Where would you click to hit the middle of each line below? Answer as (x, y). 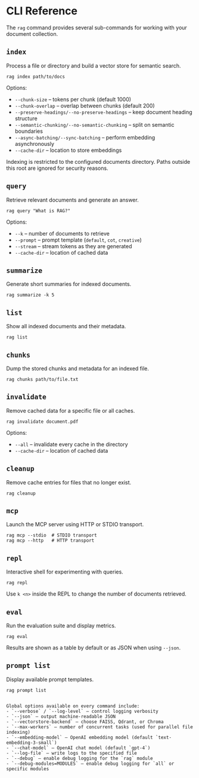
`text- (163, 737)
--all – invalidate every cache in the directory (71, 444)
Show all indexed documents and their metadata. (66, 327)
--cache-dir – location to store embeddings (68, 150)
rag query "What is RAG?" (38, 210)
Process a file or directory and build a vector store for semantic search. (94, 65)
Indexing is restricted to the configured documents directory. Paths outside (98, 161)
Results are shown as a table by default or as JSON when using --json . (94, 648)
